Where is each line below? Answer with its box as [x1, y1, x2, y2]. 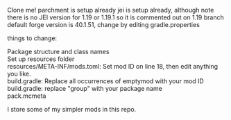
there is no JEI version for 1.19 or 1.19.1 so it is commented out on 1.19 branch [7, 13, 224, 22]
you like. [7, 69, 31, 78]
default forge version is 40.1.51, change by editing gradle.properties [7, 21, 200, 28]
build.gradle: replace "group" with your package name [7, 85, 163, 92]
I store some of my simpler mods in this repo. [7, 105, 137, 113]
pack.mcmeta [7, 92, 46, 100]
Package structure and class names [7, 48, 110, 55]
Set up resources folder [7, 55, 75, 63]
